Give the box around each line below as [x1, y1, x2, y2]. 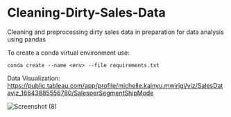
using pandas [7, 35, 46, 43]
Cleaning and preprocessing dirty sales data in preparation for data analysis [7, 28, 224, 36]
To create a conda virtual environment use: [7, 48, 130, 57]
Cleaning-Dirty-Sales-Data [7, 5, 166, 21]
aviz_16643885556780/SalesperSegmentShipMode [7, 89, 154, 97]
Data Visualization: [7, 74, 61, 82]
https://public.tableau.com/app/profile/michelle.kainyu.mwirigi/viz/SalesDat [7, 81, 223, 89]
